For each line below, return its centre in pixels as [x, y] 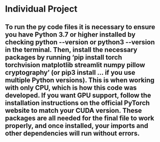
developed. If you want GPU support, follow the [78, 95]
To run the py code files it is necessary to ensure [80, 27]
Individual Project [41, 9]
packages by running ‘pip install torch [64, 57]
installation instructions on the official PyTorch [77, 103]
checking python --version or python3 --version [80, 42]
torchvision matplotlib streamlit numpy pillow [75, 65]
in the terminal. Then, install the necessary [71, 50]
